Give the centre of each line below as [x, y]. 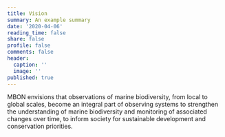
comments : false [30, 52]
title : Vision [28, 13]
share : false [26, 39]
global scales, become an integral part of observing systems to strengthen [113, 105]
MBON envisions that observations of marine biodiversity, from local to [107, 97]
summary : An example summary [49, 20]
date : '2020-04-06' [35, 26]
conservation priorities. [40, 126]
